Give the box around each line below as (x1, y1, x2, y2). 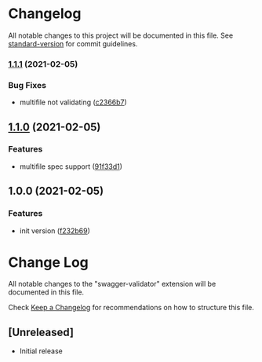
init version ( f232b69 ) (19, 225, 90, 236)
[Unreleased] (8, 325, 75, 338)
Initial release (19, 346, 63, 356)
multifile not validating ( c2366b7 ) (19, 97, 127, 107)
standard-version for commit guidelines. (8, 38, 138, 48)
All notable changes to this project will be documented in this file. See (8, 31, 234, 40)
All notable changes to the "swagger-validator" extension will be (8, 280, 217, 289)
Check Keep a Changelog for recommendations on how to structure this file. (8, 303, 255, 313)
